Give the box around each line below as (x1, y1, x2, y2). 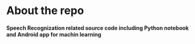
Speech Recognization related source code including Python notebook (6, 24, 189, 31)
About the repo (6, 4, 84, 18)
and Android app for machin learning (6, 31, 102, 38)
